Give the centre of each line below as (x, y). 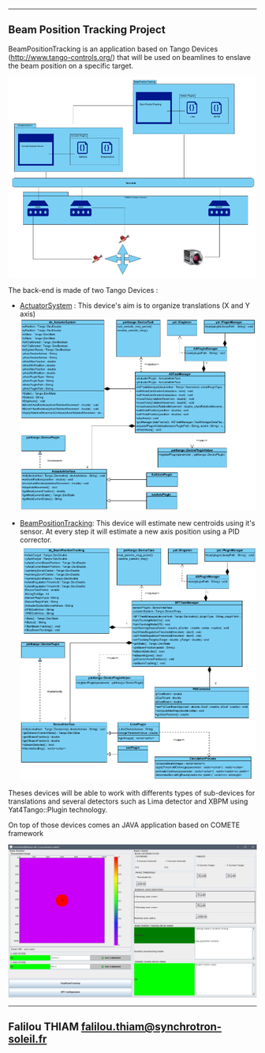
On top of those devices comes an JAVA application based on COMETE (124, 825)
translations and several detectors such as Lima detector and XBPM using (128, 801)
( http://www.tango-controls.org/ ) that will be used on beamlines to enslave (129, 57)
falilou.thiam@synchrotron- (151, 1027)
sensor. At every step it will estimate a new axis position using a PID (130, 532)
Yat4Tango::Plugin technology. (58, 810)
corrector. (36, 540)
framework (26, 834)
